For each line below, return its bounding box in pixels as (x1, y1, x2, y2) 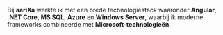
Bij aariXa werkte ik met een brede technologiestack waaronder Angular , (7, 6, 217, 14)
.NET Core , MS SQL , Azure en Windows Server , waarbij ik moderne (7, 13, 204, 21)
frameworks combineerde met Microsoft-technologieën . (7, 21, 172, 28)
